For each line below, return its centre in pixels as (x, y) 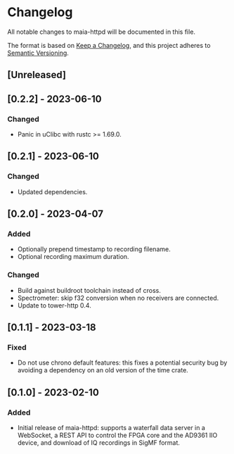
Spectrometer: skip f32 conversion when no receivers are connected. (118, 298)
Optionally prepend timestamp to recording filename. (94, 249)
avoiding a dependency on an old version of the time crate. (103, 370)
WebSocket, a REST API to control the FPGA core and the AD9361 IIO (117, 435)
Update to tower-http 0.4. (54, 305)
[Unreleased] (37, 75)
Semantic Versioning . (38, 53)
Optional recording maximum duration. (73, 257)
